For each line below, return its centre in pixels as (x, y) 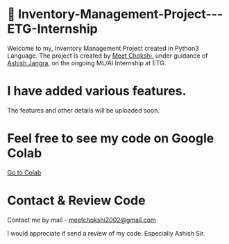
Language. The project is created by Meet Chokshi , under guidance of (108, 56)
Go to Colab (24, 172)
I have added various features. (97, 91)
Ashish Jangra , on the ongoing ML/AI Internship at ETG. (87, 63)
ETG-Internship (53, 29)
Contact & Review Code (76, 200)
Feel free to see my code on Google (111, 139)
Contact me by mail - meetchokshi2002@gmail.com (82, 220)
